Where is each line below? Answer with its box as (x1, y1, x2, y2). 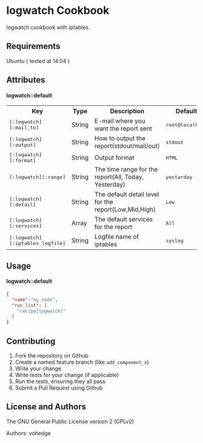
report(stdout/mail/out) (94, 142, 160, 150)
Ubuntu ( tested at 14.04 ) (6, 57, 70, 64)
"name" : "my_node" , (11, 297, 59, 303)
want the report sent (94, 125, 152, 133)
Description (109, 107, 145, 116)
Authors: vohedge (6, 429, 51, 436)
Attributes (6, 75, 45, 85)
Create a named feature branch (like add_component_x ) (14, 358, 149, 366)
